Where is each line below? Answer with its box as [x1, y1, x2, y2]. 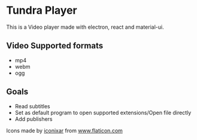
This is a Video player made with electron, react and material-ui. [6, 23, 164, 31]
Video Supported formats [6, 41, 104, 51]
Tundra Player [6, 4, 77, 17]
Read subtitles [14, 102, 51, 109]
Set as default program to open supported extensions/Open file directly [14, 109, 192, 116]
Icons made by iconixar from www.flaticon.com [6, 127, 123, 134]
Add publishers [14, 115, 53, 123]
